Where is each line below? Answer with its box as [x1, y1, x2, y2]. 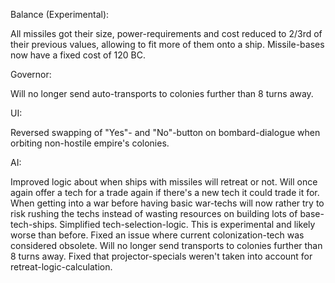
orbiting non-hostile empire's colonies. [10, 137, 170, 149]
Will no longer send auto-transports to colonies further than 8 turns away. [10, 88, 314, 99]
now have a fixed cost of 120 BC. [10, 49, 147, 61]
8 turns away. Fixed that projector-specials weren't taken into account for [10, 250, 313, 262]
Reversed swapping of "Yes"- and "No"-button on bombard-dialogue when [10, 127, 321, 138]
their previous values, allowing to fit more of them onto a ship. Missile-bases [10, 39, 325, 50]
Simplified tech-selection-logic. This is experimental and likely [59, 219, 316, 230]
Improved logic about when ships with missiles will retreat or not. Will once [10, 176, 318, 188]
